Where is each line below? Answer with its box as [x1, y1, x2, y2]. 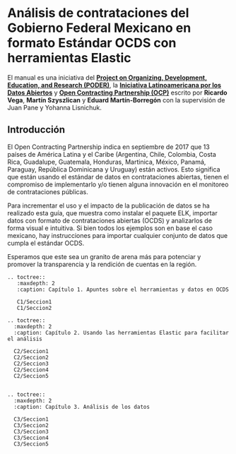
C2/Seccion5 [13, 372, 49, 379]
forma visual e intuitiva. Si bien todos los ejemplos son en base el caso [7, 224, 213, 232]
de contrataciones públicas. [7, 187, 88, 196]
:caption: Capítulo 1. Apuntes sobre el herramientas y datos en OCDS [16, 286, 230, 293]
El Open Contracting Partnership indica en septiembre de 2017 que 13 [7, 143, 210, 151]
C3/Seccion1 [13, 415, 49, 423]
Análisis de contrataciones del [7, 5, 189, 21]
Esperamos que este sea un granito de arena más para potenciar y [7, 252, 201, 261]
